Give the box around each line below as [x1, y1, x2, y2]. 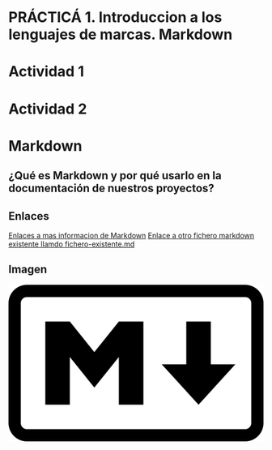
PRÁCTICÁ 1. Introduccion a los [8, 8, 223, 27]
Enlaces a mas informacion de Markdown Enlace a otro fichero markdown [8, 230, 255, 240]
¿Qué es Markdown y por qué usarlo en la [8, 169, 222, 182]
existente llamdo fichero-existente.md [8, 239, 135, 249]
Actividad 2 [8, 100, 87, 118]
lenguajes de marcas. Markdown [8, 25, 233, 44]
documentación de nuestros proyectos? [8, 182, 215, 195]
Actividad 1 [8, 62, 85, 81]
